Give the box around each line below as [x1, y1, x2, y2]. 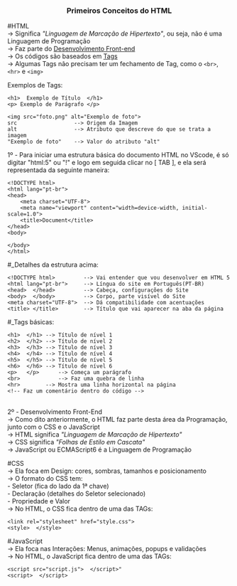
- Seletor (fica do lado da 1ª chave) [7, 482, 109, 491]
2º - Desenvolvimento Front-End [7, 407, 103, 416]
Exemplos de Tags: [7, 81, 63, 90]
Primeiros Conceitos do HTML [66, 6, 172, 16]
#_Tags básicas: [7, 318, 55, 326]
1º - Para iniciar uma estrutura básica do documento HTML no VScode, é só [7, 151, 229, 159]
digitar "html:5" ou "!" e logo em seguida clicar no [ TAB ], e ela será [7, 159, 206, 167]
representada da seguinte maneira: [7, 166, 110, 174]
